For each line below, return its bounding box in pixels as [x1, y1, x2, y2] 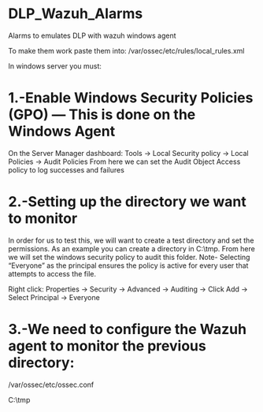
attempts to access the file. [8, 269, 97, 278]
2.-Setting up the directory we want [8, 193, 246, 211]
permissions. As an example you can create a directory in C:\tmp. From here [8, 243, 256, 253]
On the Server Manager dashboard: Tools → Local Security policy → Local [8, 148, 250, 158]
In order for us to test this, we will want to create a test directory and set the [8, 236, 254, 245]
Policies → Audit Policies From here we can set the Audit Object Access [8, 157, 241, 166]
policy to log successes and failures [8, 165, 124, 174]
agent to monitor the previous [8, 337, 206, 354]
